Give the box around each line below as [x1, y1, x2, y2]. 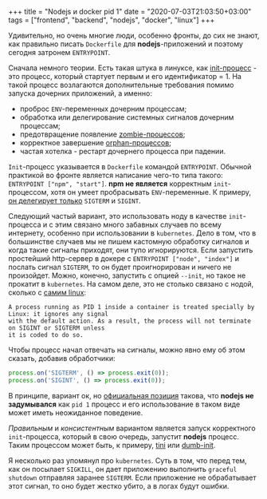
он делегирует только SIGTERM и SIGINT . [8, 196, 141, 205]
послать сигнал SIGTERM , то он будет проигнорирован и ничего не [8, 263, 232, 271]
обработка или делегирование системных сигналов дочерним [19, 113, 234, 122]
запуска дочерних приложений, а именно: [8, 89, 153, 98]
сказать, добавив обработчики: [8, 354, 116, 362]
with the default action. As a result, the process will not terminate [8, 317, 251, 325]
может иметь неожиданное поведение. [8, 407, 143, 418]
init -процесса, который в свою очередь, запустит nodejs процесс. [8, 431, 239, 442]
